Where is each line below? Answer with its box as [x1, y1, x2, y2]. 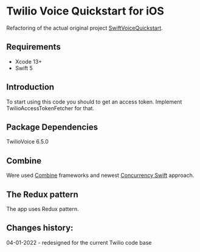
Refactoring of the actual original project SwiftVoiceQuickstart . [6, 24, 163, 31]
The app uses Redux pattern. [6, 205, 79, 213]
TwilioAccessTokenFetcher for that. [6, 104, 95, 111]
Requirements [6, 42, 61, 52]
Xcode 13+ [15, 58, 43, 65]
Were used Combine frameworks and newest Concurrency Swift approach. [6, 171, 195, 179]
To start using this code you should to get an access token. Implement [6, 98, 182, 105]
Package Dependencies [6, 122, 98, 132]
